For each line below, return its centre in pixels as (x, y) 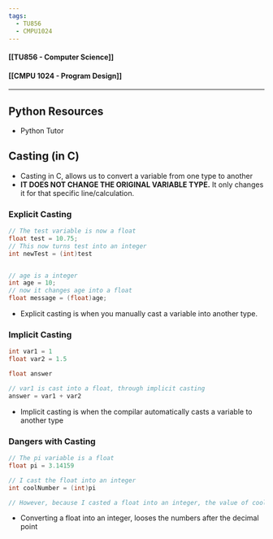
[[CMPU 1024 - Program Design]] (65, 76)
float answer (30, 374)
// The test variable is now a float (72, 231)
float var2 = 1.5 (38, 359)
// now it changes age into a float (70, 291)
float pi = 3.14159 (41, 465)
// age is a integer (43, 276)
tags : (17, 16)
